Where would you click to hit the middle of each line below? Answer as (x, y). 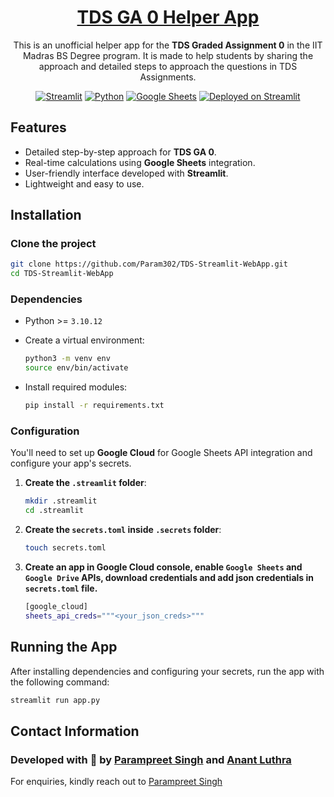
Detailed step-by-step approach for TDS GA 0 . (120, 152)
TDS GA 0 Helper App (168, 17)
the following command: (60, 682)
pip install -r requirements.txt (94, 406)
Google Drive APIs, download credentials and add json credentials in (169, 578)
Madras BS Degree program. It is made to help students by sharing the (168, 55)
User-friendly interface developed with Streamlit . (126, 173)
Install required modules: (76, 387)
